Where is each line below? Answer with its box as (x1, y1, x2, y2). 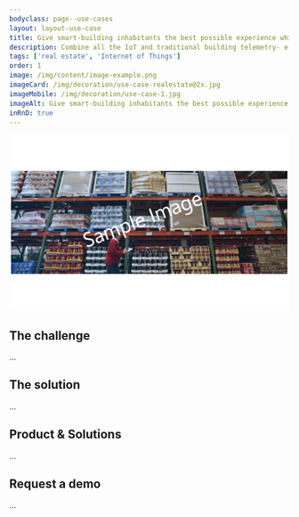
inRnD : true (9, 108, 53, 118)
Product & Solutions (9, 427, 122, 442)
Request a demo (9, 477, 101, 492)
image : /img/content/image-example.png (9, 71, 158, 80)
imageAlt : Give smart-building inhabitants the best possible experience (9, 99, 289, 108)
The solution (9, 377, 81, 392)
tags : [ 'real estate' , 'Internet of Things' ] (9, 52, 181, 62)
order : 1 (9, 62, 42, 70)
